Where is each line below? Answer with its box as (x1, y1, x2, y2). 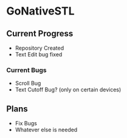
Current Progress (6, 28, 74, 39)
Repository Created (15, 44, 64, 51)
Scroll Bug (15, 80, 41, 87)
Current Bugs (6, 65, 47, 74)
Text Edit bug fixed (15, 51, 63, 58)
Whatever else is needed (15, 126, 78, 134)
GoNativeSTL (6, 4, 75, 18)
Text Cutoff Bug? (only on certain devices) (15, 86, 122, 93)
